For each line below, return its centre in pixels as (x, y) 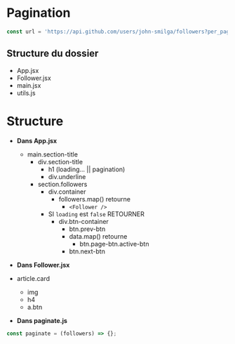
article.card (33, 278)
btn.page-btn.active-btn (114, 244)
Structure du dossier (53, 54)
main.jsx (29, 85)
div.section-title (60, 161)
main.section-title (53, 154)
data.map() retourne (98, 236)
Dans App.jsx (37, 140)
